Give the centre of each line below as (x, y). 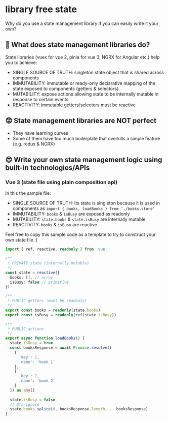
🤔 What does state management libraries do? (78, 45)
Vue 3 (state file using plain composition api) (61, 182)
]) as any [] (23, 390)
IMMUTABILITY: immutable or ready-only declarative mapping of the (84, 83)
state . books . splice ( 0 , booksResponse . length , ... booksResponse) (79, 409)
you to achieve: (21, 63)
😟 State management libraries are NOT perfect (81, 121)
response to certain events (40, 99)
